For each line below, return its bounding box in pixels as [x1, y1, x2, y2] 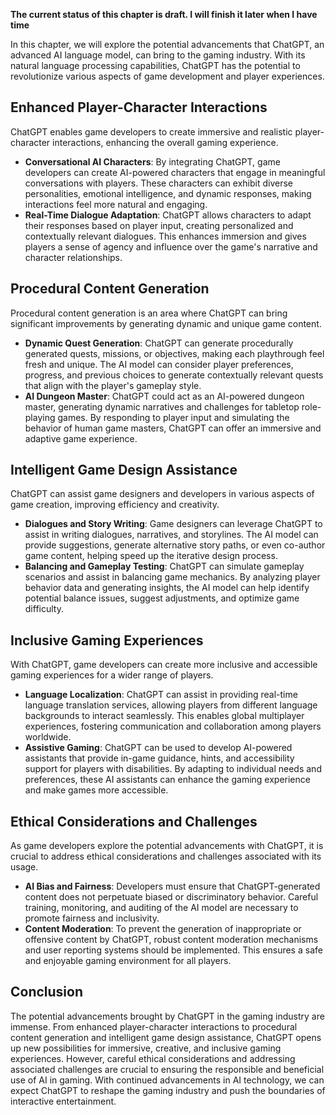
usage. [10, 861, 39, 873]
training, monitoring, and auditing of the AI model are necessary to [24, 902, 299, 914]
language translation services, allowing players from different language [24, 699, 318, 711]
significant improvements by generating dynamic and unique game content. [10, 317, 322, 329]
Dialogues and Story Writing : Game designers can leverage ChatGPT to [24, 518, 323, 530]
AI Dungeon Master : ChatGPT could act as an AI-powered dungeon [24, 390, 305, 402]
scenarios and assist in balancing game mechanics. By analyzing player [24, 571, 321, 583]
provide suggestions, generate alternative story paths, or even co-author [24, 539, 326, 551]
